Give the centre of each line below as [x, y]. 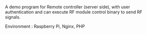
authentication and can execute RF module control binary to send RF [74, 12]
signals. [13, 17]
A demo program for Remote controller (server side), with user [68, 7]
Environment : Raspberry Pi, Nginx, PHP [45, 26]
